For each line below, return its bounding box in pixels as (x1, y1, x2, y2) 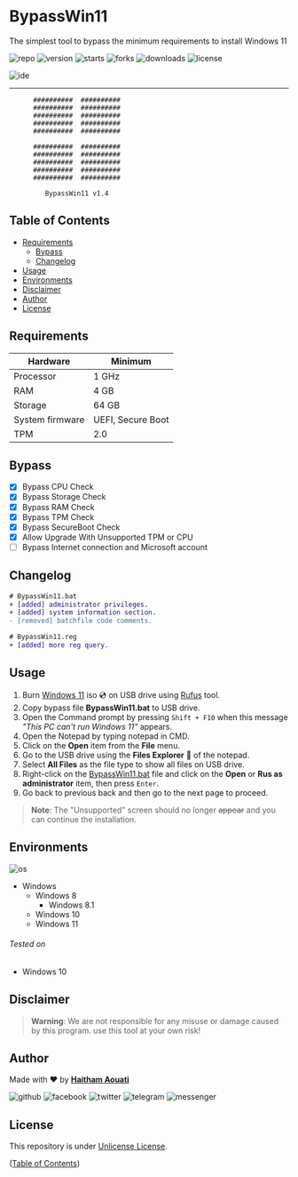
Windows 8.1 (48, 900, 95, 910)
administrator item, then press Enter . (21, 778, 160, 789)
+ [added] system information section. (9, 608, 157, 617)
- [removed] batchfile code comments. (9, 616, 153, 626)
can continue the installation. (30, 813, 137, 824)
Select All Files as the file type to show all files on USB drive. (21, 758, 246, 770)
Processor (13, 370, 57, 382)
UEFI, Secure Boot (92, 413, 169, 426)
